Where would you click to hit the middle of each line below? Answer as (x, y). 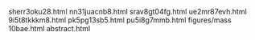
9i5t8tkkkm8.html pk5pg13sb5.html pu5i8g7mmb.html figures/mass (120, 20)
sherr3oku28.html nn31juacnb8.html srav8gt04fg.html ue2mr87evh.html (127, 12)
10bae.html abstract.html (49, 28)
